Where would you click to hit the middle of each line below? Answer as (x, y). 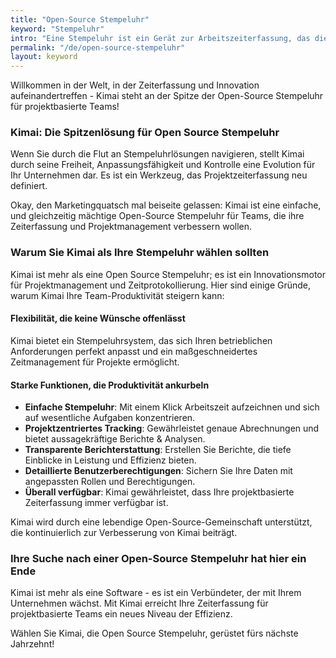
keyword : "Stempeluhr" (57, 29)
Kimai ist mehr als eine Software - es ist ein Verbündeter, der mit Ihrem (156, 593)
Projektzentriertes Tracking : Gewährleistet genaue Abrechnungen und (172, 428)
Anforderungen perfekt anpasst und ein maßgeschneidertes (134, 351)
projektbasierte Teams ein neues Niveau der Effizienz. (121, 614)
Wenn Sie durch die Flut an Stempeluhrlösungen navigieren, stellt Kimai (157, 154)
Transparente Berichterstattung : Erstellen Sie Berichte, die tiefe (158, 450)
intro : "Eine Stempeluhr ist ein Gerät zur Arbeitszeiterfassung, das (160, 38)
